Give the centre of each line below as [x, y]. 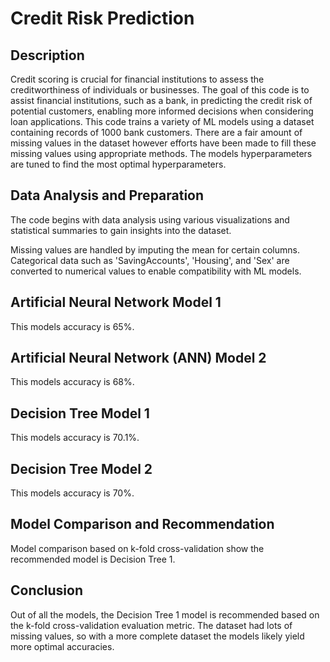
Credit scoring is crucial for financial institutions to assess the [137, 79]
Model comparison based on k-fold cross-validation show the [137, 548]
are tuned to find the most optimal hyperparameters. [118, 164]
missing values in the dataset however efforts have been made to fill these [163, 143]
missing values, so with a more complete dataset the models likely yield [157, 636]
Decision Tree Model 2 [81, 468]
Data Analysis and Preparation [107, 195]
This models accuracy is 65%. [72, 326]
